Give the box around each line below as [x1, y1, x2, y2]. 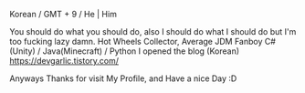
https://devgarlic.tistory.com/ [9, 56, 120, 66]
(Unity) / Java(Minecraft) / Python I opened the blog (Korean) [9, 46, 240, 57]
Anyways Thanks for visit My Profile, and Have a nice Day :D [9, 73, 237, 84]
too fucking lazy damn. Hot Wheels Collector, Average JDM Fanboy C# [9, 36, 277, 46]
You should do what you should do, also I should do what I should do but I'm [9, 26, 297, 36]
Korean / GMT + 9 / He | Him [9, 9, 117, 19]
